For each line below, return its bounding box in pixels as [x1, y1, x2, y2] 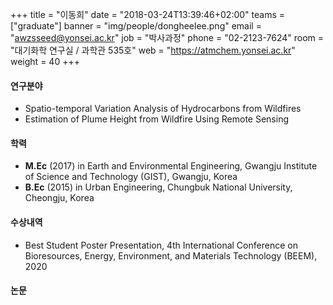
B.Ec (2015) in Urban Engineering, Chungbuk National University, [24, 181, 293, 193]
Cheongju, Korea [24, 192, 95, 204]
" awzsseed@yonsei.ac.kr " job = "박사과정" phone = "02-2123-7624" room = [10, 32, 325, 43]
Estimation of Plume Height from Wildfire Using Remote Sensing [24, 113, 289, 125]
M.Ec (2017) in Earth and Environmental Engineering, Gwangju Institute [24, 160, 318, 172]
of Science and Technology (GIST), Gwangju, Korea [24, 171, 238, 183]
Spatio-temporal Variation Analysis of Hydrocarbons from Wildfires [24, 103, 302, 115]
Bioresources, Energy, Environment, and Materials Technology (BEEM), [24, 249, 318, 262]
